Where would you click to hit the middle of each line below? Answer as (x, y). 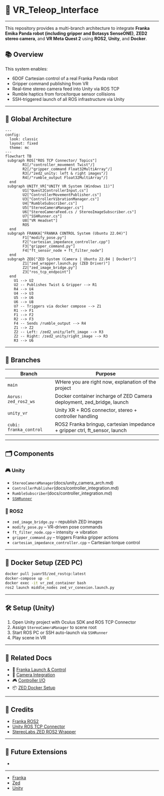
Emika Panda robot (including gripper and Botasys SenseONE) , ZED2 (76, 33)
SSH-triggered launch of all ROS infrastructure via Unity (68, 99)
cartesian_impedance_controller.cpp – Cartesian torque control (76, 543)
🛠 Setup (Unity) (30, 608)
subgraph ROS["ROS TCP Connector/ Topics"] (52, 160)
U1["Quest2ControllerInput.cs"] (56, 191)
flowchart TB (18, 156)
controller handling (77, 416)
